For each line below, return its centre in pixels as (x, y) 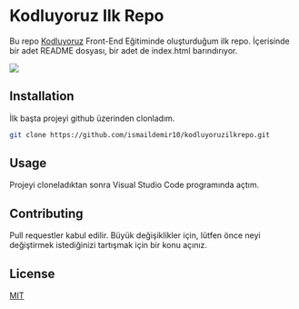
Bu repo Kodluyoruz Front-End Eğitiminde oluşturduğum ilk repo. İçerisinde (149, 41)
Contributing (46, 213)
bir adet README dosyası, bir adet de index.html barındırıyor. (124, 50)
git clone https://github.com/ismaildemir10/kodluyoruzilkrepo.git (140, 135)
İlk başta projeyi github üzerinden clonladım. (92, 118)
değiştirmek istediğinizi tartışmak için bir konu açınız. (108, 245)
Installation (42, 96)
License (32, 274)
